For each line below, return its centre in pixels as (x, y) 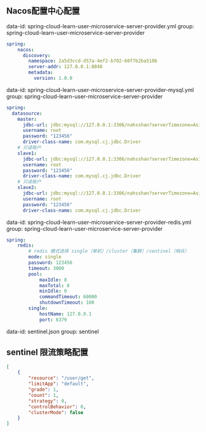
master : (27, 119)
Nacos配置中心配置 (43, 11)
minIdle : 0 (53, 291)
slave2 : (27, 188)
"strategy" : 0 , (48, 401)
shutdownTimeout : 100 (67, 303)
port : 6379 (53, 320)
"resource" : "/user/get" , (62, 378)
